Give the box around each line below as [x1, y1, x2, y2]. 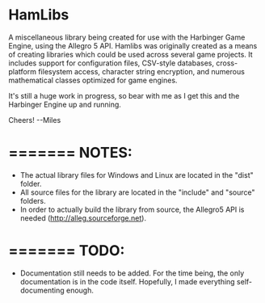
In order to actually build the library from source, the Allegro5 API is [19, 204, 245, 214]
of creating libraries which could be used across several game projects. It [8, 49, 253, 59]
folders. [19, 196, 46, 205]
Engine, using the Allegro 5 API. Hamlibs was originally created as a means [8, 40, 258, 50]
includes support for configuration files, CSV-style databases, [8, 58, 215, 68]
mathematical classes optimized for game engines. [8, 75, 178, 85]
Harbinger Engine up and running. [8, 99, 121, 109]
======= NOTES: [8, 144, 133, 162]
